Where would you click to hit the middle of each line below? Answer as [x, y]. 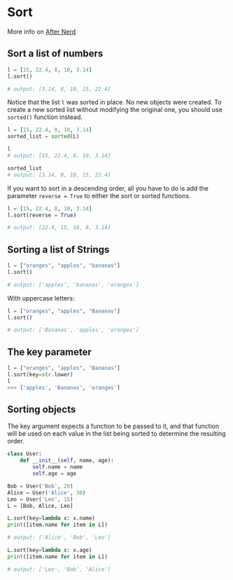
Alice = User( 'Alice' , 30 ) [47, 492]
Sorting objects [42, 409]
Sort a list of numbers [55, 54]
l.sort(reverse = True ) [42, 215]
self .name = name [57, 467]
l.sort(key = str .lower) [40, 375]
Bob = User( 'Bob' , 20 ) [40, 486]
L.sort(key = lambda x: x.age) [50, 551]
